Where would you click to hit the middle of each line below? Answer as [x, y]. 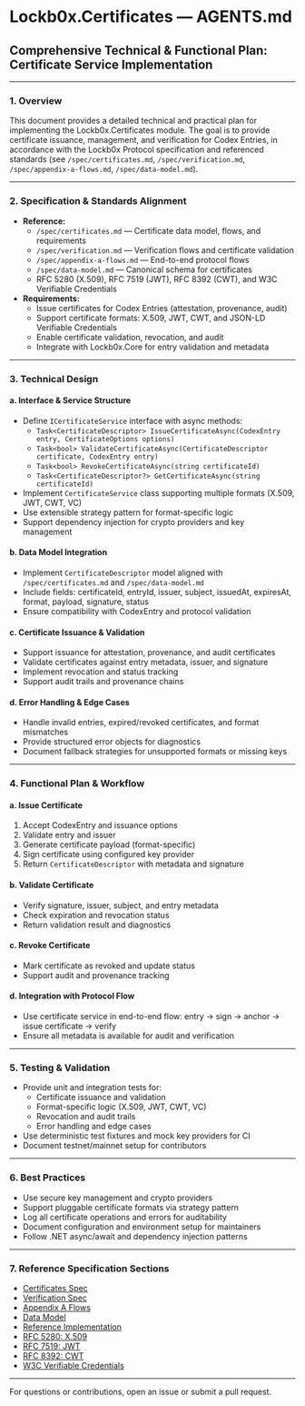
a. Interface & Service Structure [70, 400]
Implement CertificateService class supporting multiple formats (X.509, [158, 492]
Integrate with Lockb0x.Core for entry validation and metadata [152, 347]
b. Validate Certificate [52, 885]
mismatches [45, 732]
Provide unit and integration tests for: [92, 1087]
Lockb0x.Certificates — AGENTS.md [151, 17]
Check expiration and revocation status [96, 915]
